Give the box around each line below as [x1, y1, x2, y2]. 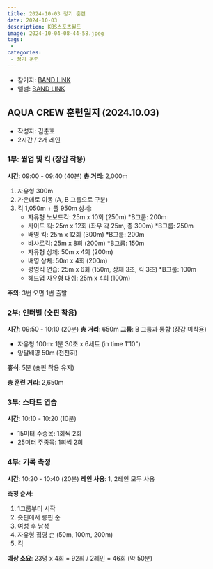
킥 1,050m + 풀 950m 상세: [17, 204, 92, 212]
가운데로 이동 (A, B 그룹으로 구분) [17, 195, 109, 203]
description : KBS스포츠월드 [7, 23, 81, 30]
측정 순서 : [7, 489, 33, 498]
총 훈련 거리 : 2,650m [7, 378, 64, 387]
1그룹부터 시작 [17, 504, 56, 512]
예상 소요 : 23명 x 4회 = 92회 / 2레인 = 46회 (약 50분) [7, 554, 153, 562]
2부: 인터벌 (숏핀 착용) [7, 308, 78, 318]
